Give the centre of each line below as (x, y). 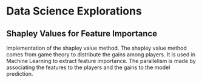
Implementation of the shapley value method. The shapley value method (96, 48)
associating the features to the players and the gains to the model (88, 67)
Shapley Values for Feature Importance (82, 34)
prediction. (20, 74)
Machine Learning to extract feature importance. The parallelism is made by (101, 61)
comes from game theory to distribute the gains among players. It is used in (101, 55)
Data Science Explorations (74, 11)
